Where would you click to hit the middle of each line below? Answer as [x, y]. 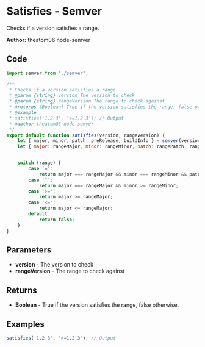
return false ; [57, 220]
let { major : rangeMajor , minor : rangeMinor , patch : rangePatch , [102, 147]
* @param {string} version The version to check [72, 96]
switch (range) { [39, 163]
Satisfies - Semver [54, 11]
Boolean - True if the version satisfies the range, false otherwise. [97, 305]
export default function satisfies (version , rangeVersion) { [86, 135]
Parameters [29, 250]
